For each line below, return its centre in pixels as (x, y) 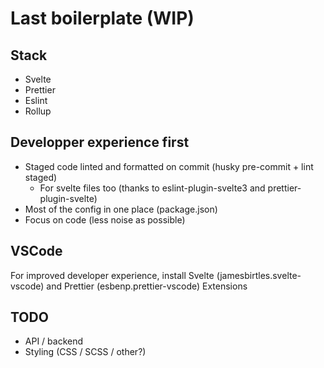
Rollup (38, 111)
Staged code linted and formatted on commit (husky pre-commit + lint (169, 166)
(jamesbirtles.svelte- (259, 275)
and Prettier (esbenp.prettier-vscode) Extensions (147, 286)
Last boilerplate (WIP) (102, 18)
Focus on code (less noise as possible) (105, 219)
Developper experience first (100, 142)
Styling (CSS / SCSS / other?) (85, 352)
